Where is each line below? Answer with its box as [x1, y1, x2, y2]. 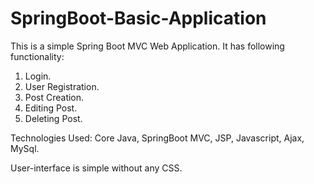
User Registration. [24, 80, 100, 92]
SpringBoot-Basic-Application [10, 7, 267, 30]
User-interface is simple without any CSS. [10, 162, 183, 174]
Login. [24, 70, 52, 82]
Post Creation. [24, 91, 85, 103]
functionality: [10, 50, 65, 62]
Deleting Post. [24, 112, 83, 124]
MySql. [10, 142, 40, 154]
